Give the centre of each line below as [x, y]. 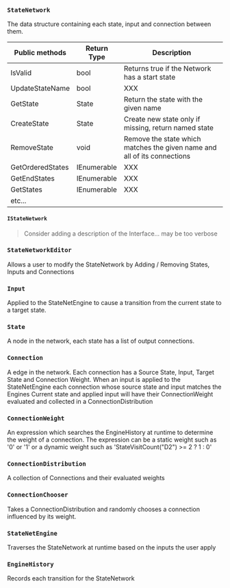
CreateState [30, 124]
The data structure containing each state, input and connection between [109, 24]
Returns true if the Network [167, 69]
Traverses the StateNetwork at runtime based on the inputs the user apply [112, 547]
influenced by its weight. [42, 516]
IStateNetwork [27, 218]
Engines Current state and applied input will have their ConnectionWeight [110, 394]
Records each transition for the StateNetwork [71, 578]
